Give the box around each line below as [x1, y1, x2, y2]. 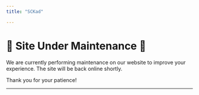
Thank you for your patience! [6, 76, 77, 83]
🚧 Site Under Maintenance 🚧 [6, 39, 146, 53]
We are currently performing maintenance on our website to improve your [6, 58, 186, 65]
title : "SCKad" [6, 8, 44, 15]
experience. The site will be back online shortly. [6, 65, 123, 72]
